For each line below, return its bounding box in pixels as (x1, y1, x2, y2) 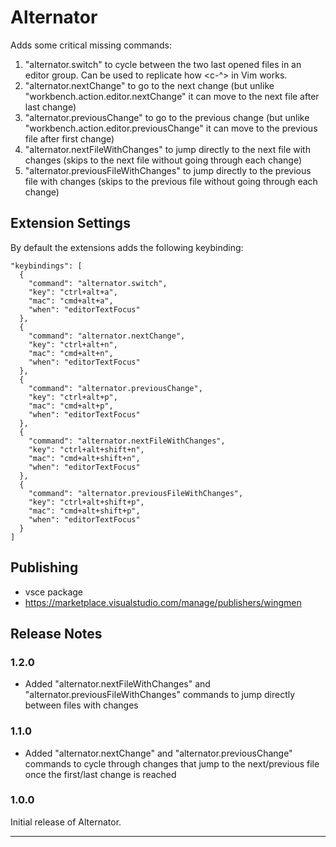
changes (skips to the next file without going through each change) (24, 154, 303, 166)
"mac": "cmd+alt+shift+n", (28, 453, 141, 463)
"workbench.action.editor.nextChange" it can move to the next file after (24, 90, 320, 102)
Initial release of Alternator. (10, 816, 122, 828)
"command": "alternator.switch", (28, 278, 168, 288)
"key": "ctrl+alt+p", (28, 392, 118, 402)
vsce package (24, 586, 84, 598)
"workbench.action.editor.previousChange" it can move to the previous (24, 122, 318, 134)
